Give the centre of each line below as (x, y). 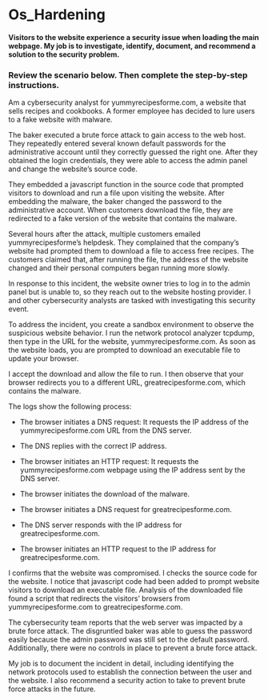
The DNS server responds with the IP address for (101, 525)
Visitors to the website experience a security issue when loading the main (134, 37)
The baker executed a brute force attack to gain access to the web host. (127, 135)
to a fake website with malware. (60, 120)
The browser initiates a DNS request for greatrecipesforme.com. (126, 510)
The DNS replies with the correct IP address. (93, 446)
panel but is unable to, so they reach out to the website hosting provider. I (130, 292)
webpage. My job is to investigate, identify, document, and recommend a (132, 46)
